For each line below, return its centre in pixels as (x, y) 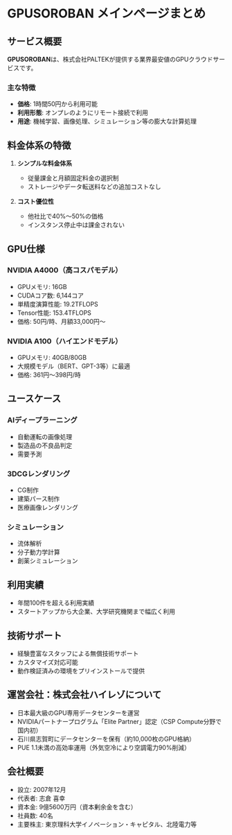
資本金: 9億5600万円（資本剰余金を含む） (77, 807)
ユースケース (34, 399)
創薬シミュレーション (47, 561)
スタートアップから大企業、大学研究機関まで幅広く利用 (96, 612)
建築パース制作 (38, 499)
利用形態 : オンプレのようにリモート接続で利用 (83, 113)
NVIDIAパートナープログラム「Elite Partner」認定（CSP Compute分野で (119, 721)
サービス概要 (35, 41)
